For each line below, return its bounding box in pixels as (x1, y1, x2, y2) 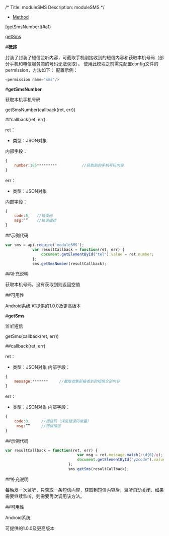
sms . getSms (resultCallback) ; (68, 467, 129, 472)
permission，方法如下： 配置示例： (5, 67, 78, 73)
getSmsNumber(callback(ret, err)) (5, 107, 76, 113)
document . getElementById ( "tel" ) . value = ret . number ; (41, 251, 154, 257)
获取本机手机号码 (5, 97, 41, 103)
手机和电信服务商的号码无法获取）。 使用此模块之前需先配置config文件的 (9, 61, 158, 67)
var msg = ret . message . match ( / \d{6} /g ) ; (77, 453, 163, 458)
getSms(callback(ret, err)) (5, 333, 59, 339)
